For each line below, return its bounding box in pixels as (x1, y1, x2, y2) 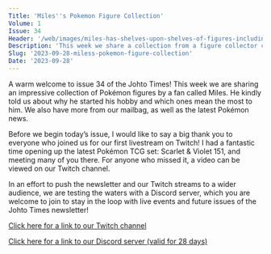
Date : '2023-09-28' (8, 57, 74, 66)
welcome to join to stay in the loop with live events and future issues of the (8, 196, 256, 206)
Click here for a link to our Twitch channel (8, 220, 147, 231)
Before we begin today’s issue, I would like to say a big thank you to (8, 129, 233, 138)
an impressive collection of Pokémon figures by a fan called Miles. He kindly (8, 87, 262, 97)
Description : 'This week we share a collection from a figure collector (8, 42, 258, 50)
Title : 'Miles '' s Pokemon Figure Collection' (8, 11, 164, 20)
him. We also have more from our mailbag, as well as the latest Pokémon (8, 104, 250, 114)
